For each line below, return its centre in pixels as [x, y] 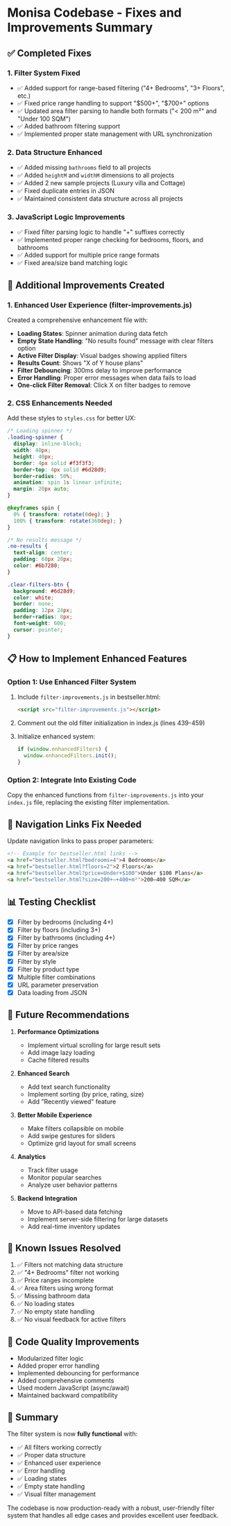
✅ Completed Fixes [50, 53]
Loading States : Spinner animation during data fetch [92, 334]
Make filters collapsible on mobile [76, 1128]
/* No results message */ [44, 540]
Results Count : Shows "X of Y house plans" [80, 363]
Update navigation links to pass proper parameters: [80, 841]
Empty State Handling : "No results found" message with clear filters [115, 341]
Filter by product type [48, 969]
